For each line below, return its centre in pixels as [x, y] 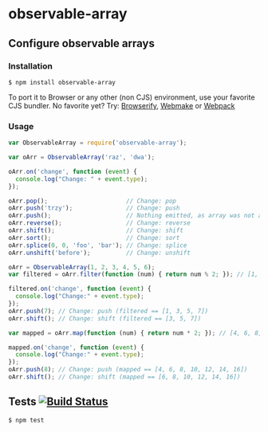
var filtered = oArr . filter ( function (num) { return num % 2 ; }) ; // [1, [134, 275]
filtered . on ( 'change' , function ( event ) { [80, 289]
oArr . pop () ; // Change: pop [93, 201]
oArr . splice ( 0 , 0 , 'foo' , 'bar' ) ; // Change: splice [98, 245]
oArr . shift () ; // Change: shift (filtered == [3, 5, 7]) [105, 318]
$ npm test [26, 420]
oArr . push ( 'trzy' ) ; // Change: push [94, 208]
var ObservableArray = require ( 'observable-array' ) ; [98, 143]
